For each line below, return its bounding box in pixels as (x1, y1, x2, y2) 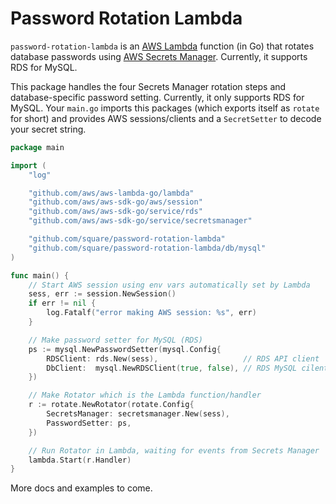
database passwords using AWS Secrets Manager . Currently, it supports (10, 50, 308, 62)
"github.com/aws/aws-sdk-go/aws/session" (28, 197, 203, 207)
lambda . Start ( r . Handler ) (28, 455, 132, 465)
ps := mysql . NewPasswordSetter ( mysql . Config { (28, 344, 222, 354)
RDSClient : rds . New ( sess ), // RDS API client (46, 353, 320, 364)
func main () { (10, 270, 70, 281)
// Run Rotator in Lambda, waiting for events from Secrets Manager (28, 445, 320, 456)
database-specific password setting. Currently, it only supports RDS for (10, 91, 305, 103)
